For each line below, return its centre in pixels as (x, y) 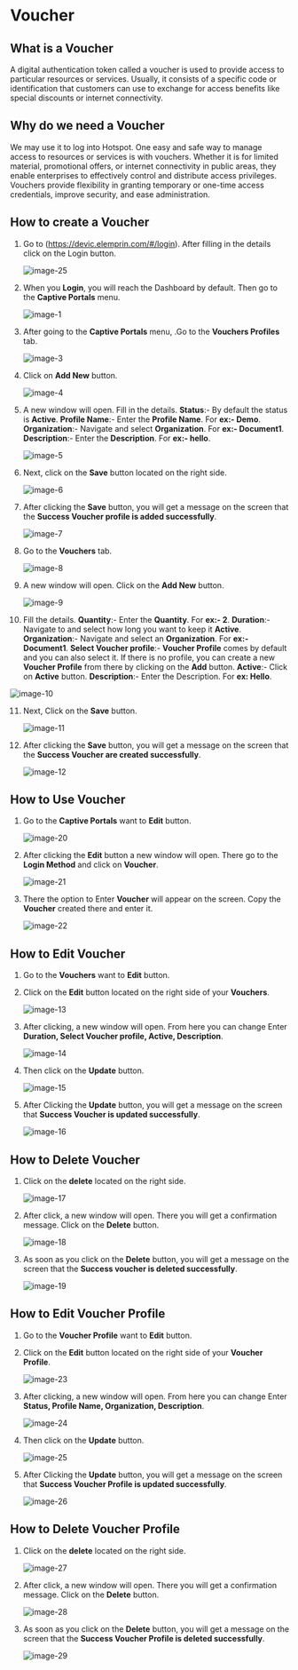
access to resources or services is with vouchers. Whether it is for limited (144, 156)
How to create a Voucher (80, 223)
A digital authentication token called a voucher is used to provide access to (147, 69)
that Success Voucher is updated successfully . (111, 1115)
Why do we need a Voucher (87, 126)
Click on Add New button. (70, 375)
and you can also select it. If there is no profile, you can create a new (149, 657)
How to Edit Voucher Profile (88, 1314)
